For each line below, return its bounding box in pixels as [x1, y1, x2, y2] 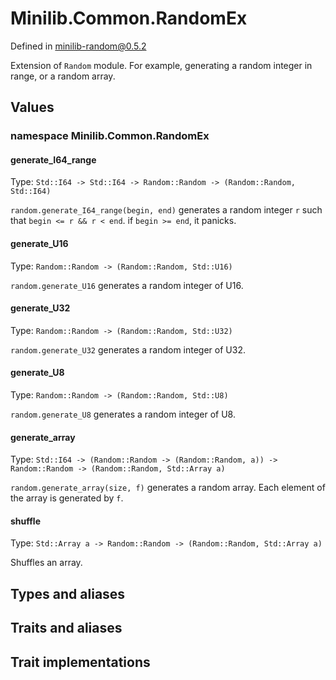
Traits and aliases [10, 620, 123, 637]
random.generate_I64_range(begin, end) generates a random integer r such [10, 204, 323, 216]
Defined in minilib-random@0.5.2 [10, 40, 147, 52]
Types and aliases [10, 585, 126, 602]
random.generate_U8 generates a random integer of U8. [10, 408, 236, 421]
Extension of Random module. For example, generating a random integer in [10, 59, 313, 71]
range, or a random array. [10, 70, 116, 82]
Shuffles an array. [10, 557, 83, 569]
